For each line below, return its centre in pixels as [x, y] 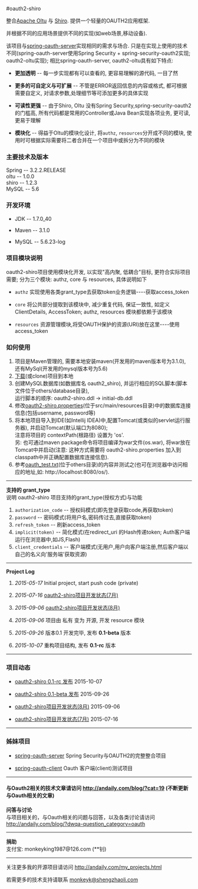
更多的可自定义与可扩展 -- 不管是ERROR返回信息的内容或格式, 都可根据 [101, 86]
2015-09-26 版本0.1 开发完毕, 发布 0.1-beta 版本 [73, 633]
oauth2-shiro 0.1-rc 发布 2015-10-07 [58, 682]
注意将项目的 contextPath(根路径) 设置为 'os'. [69, 435]
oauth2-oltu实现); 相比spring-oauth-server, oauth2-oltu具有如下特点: [90, 61]
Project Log [21, 571]
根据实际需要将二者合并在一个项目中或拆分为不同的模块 [98, 140]
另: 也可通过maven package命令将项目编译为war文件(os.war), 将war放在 [103, 443]
